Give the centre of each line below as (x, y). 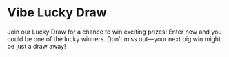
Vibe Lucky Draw (57, 13)
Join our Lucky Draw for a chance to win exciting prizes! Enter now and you (114, 32)
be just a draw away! (37, 46)
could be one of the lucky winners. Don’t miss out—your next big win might (114, 38)
